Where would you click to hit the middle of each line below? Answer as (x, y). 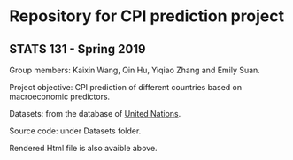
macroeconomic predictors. (60, 96)
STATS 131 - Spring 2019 (77, 49)
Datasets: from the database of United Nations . (95, 114)
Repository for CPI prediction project (147, 16)
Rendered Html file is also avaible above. (83, 148)
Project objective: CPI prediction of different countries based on (125, 87)
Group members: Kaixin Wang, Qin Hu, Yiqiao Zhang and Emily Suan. (135, 70)
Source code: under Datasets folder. (75, 131)
